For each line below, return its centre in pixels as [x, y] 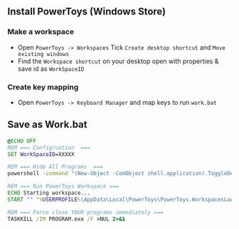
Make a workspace [41, 32]
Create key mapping [43, 86]
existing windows [43, 54]
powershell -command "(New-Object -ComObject [76, 174]
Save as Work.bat [47, 124]
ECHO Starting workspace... [49, 193]
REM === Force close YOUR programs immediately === [85, 212]
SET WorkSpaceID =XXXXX [41, 154]
